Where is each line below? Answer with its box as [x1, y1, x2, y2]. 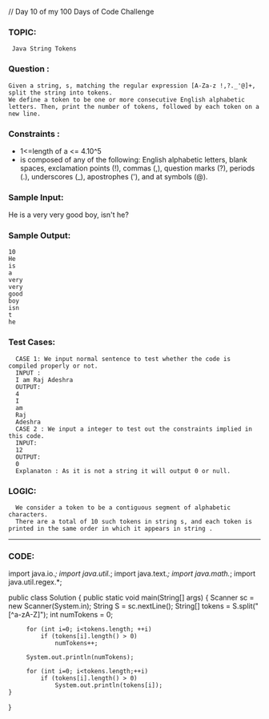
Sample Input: [8, 191, 64, 203]
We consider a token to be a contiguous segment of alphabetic [15, 504, 231, 512]
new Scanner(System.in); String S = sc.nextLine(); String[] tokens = [8, 601, 231, 611]
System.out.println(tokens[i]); [54, 681, 163, 689]
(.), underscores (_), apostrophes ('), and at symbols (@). [19, 171, 208, 181]
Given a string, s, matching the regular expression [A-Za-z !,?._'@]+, [8, 82, 256, 90]
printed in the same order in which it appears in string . [8, 524, 214, 533]
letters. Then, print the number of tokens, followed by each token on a [8, 102, 260, 110]
